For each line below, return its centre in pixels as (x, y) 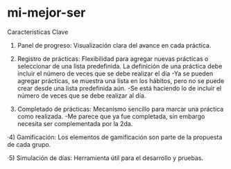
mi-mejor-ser (46, 13)
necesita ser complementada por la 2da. (75, 123)
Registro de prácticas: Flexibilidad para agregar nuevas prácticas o (113, 59)
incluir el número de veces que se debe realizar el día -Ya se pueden (115, 73)
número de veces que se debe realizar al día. (82, 96)
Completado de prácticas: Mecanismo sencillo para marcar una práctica (120, 109)
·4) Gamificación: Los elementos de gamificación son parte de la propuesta (115, 137)
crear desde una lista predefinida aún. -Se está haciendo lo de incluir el (119, 88)
